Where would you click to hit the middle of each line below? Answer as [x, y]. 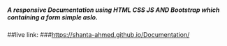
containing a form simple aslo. [52, 17]
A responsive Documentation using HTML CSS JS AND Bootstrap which [113, 10]
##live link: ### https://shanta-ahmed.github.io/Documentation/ [98, 34]
